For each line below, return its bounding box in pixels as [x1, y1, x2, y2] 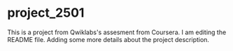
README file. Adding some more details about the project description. [7, 35, 210, 43]
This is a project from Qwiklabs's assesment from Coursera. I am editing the [7, 28, 227, 36]
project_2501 [7, 5, 85, 21]
